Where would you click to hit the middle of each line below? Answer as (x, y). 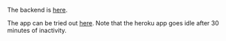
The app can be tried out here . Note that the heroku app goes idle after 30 (113, 23)
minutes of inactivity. (37, 30)
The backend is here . (37, 10)
